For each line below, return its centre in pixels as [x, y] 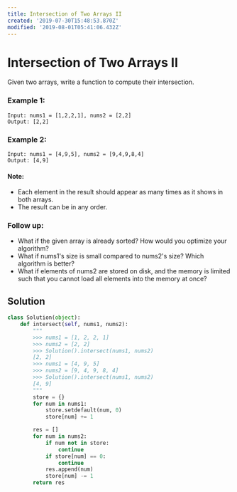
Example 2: [27, 140]
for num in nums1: [60, 404]
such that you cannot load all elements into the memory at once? [112, 279]
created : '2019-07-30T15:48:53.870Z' [63, 21]
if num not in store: [77, 443]
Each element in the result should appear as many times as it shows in [120, 192]
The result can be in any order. [62, 207]
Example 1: [26, 100]
